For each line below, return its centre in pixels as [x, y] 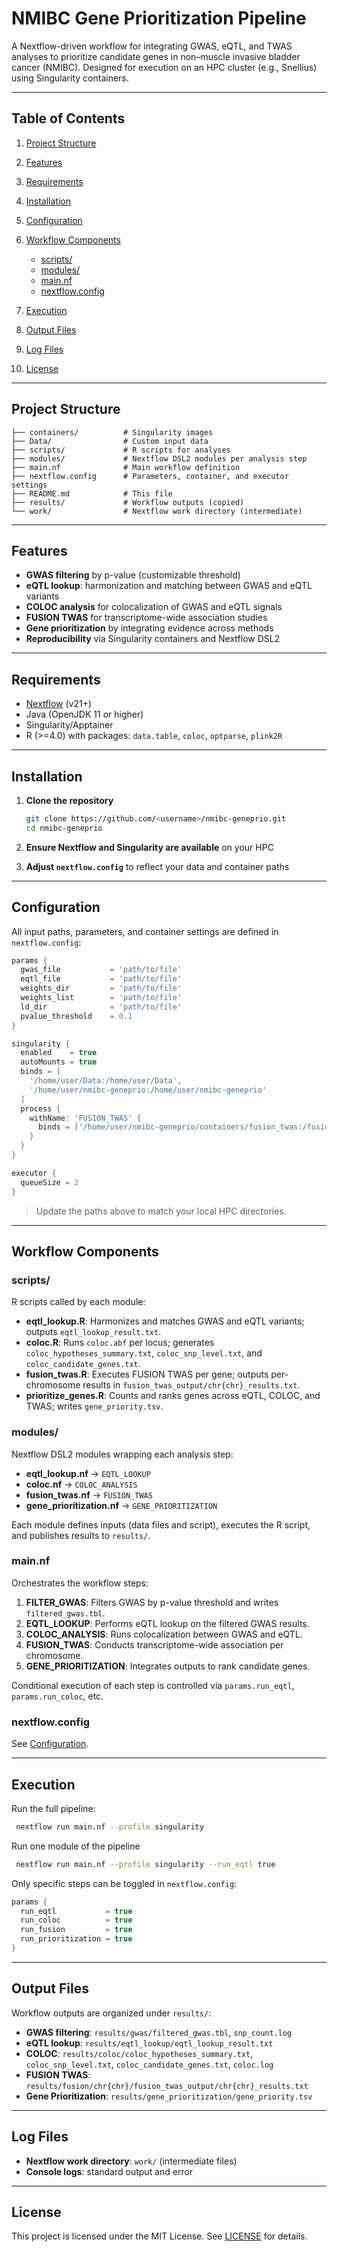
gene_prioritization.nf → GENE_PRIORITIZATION [121, 1505]
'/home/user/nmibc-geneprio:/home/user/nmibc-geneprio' [148, 1090]
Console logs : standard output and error [109, 2171]
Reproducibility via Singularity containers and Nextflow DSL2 [153, 639]
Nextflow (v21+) [59, 704]
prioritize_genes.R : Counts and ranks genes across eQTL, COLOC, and [173, 1396]
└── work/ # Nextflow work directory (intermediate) [157, 511]
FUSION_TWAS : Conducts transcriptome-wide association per [154, 1644]
